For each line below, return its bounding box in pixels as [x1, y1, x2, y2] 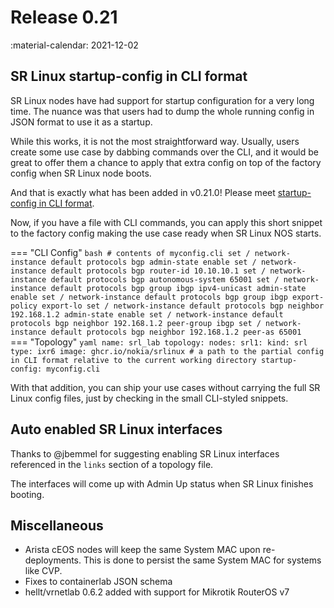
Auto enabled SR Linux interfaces [10, 421, 223, 438]
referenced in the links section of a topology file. [10, 458, 214, 470]
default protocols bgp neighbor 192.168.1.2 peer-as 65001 [50, 327, 302, 337]
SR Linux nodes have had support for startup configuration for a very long [10, 94, 315, 106]
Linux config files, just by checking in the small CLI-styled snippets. [10, 392, 289, 404]
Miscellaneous [10, 517, 104, 534]
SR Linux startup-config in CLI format [10, 68, 248, 85]
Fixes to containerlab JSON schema [24, 576, 173, 588]
